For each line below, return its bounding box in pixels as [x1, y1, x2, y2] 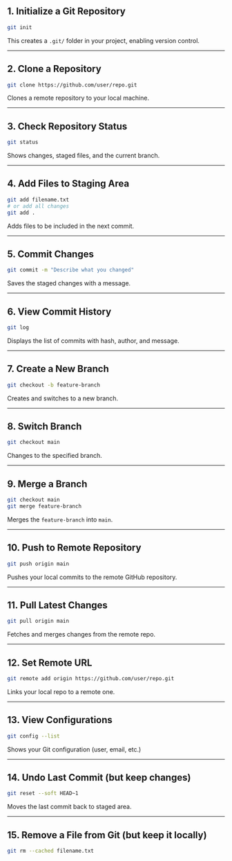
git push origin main [7, 560, 70, 567]
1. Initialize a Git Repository [7, 6, 126, 17]
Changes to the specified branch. [7, 452, 102, 460]
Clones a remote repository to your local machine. [7, 94, 150, 103]
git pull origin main [7, 618, 70, 625]
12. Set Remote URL [7, 657, 93, 668]
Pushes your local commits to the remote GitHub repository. [7, 573, 177, 581]
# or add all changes [7, 202, 70, 210]
